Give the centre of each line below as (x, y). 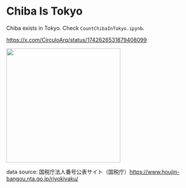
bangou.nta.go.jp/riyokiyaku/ (43, 178)
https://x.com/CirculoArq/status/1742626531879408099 (77, 40)
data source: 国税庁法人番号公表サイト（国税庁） (68, 172)
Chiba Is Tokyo (45, 11)
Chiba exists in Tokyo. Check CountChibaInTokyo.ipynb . (75, 28)
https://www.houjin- (155, 172)
